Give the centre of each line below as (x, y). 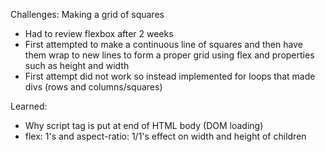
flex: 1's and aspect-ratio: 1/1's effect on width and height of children (165, 136)
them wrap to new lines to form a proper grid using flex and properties (169, 55)
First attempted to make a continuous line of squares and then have (163, 44)
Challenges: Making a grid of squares (87, 14)
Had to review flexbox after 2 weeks (99, 33)
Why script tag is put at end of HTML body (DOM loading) (144, 125)
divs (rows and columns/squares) (93, 87)
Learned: (29, 106)
